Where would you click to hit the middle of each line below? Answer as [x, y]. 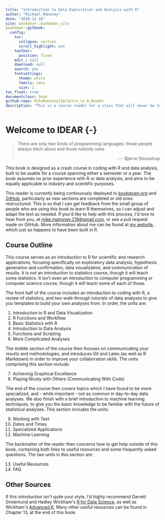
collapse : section [37, 42]
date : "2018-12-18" [25, 19]
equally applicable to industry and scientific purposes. [60, 184]
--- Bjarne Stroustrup [139, 158]
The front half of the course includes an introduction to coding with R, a [78, 293]
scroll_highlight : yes [42, 46]
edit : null [26, 60]
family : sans [32, 83]
